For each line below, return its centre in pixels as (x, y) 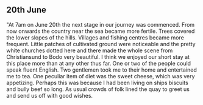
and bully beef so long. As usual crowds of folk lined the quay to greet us (98, 89)
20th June (27, 10)
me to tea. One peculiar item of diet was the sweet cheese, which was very (101, 76)
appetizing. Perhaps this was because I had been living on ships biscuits (98, 83)
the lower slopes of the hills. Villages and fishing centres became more (95, 37)
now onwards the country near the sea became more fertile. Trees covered (101, 31)
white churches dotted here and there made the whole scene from (90, 50)
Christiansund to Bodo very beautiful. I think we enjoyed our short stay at (98, 56)
